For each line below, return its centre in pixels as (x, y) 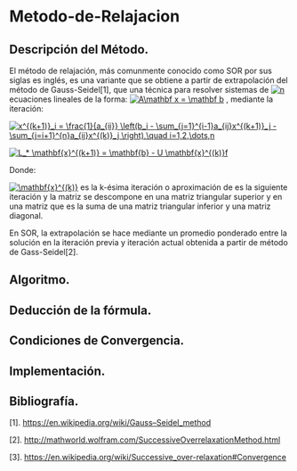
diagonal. (26, 215)
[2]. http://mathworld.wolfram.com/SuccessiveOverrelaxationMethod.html (145, 440)
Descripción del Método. (79, 50)
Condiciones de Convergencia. (97, 341)
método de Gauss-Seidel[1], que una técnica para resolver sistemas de (139, 90)
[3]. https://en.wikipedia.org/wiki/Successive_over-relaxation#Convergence (148, 458)
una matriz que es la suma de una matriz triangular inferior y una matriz (140, 206)
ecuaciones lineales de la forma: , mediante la (141, 99)
